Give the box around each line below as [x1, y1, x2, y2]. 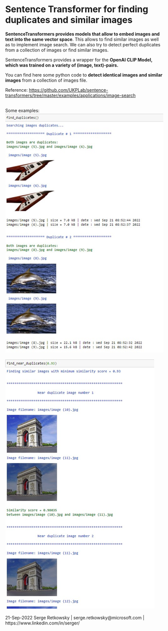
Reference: [5, 87, 28, 93]
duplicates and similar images [5, 14, 133, 26]
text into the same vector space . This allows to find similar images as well [5, 36, 159, 42]
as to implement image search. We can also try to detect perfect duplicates [5, 41, 160, 47]
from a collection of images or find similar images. [5, 47, 109, 53]
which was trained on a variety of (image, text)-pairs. [5, 62, 119, 68]
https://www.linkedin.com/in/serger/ [5, 620, 80, 626]
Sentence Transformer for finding [5, 4, 148, 15]
